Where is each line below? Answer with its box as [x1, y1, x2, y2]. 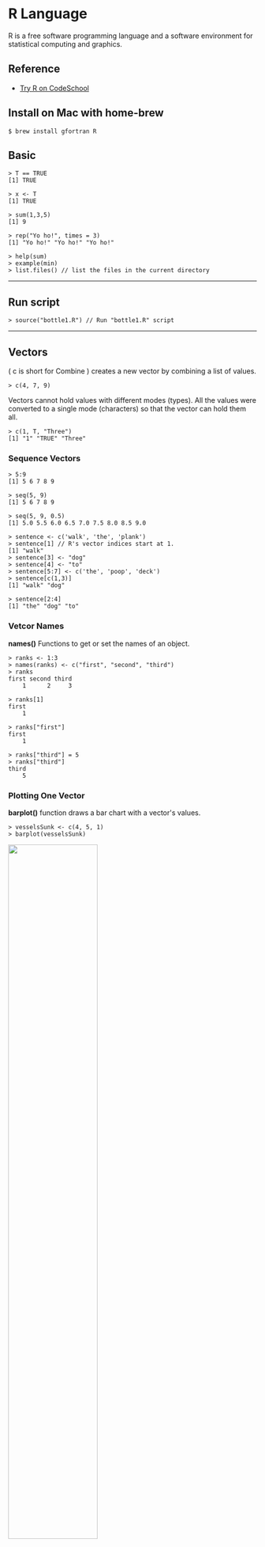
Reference [8, 63, 61, 76]
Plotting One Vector [8, 790, 85, 801]
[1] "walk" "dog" [8, 582, 65, 590]
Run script [8, 295, 61, 309]
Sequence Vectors [8, 453, 81, 464]
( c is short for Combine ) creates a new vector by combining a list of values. [8, 366, 256, 376]
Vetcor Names [8, 620, 65, 631]
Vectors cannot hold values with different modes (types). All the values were [8, 396, 257, 404]
